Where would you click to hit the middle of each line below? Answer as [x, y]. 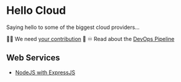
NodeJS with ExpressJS [45, 72]
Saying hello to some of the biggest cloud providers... [73, 27]
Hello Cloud [36, 11]
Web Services [33, 58]
